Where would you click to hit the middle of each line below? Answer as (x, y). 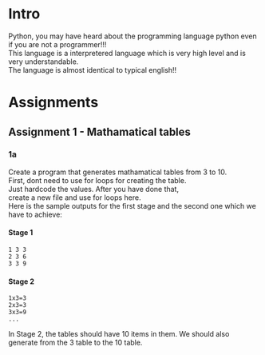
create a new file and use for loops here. (75, 197)
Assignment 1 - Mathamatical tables (100, 132)
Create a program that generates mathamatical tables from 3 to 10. (118, 172)
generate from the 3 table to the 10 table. (75, 343)
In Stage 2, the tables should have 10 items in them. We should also (119, 334)
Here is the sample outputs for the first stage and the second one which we (132, 205)
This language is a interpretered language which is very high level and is (127, 53)
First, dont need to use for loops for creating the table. (97, 180)
